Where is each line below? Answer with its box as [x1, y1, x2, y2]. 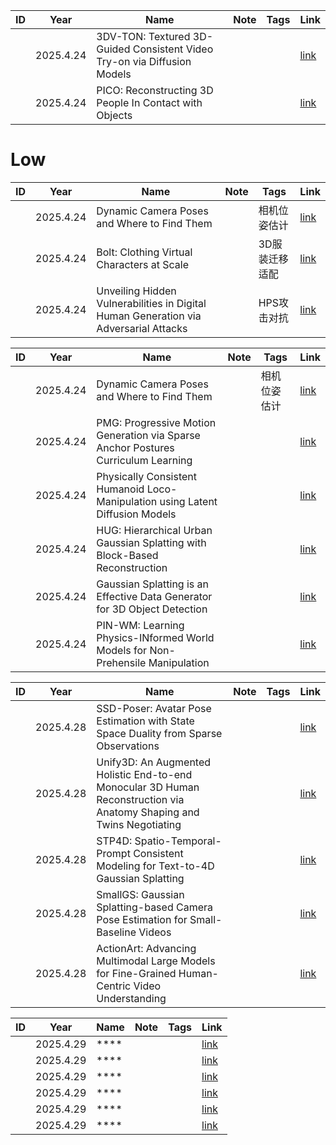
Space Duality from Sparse [96, 726, 223, 740]
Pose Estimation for [96, 912, 188, 926]
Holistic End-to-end [96, 767, 193, 781]
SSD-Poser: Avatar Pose [96, 701, 212, 715]
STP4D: [96, 834, 133, 848]
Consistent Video [132, 42, 214, 56]
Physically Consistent [96, 469, 198, 483]
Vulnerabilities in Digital [96, 296, 207, 310]
